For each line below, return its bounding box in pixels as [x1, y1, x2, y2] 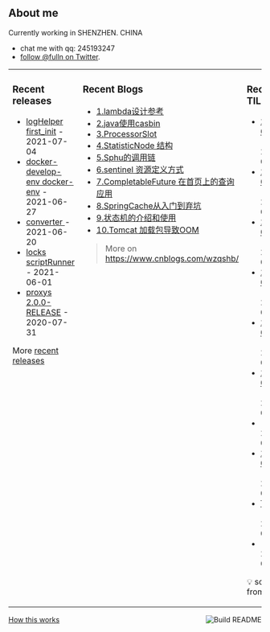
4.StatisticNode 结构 [96, 140, 174, 151]
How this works [8, 614, 60, 624]
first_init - [26, 125, 64, 137]
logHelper [26, 116, 63, 127]
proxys [26, 286, 52, 298]
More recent [12, 345, 59, 356]
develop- [26, 166, 62, 177]
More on [105, 243, 137, 254]
